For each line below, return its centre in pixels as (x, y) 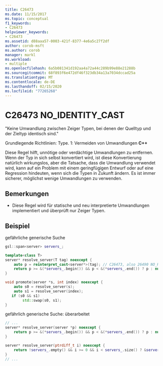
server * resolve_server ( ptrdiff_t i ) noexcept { (55, 345)
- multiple (16, 64)
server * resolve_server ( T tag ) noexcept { (49, 260)
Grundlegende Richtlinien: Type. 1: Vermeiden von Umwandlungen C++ (76, 143)
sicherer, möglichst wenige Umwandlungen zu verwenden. (64, 179)
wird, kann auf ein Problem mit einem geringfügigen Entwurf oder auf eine (79, 168)
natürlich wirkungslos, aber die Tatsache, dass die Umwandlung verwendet (80, 163)
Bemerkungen (27, 193)
